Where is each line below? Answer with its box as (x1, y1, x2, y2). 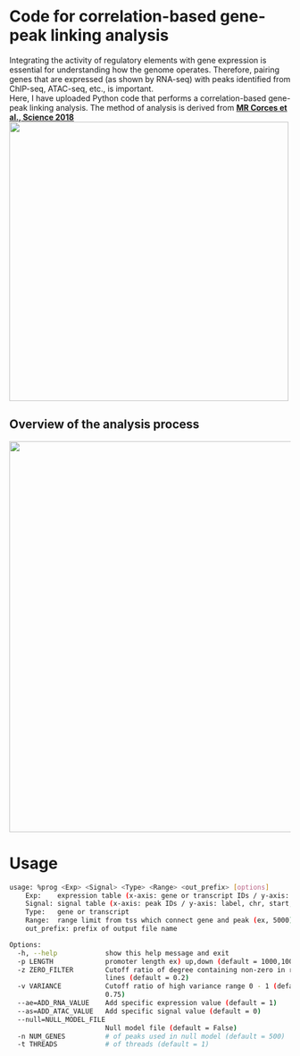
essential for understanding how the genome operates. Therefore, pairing (9, 64, 279, 75)
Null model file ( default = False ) (104, 1023, 238, 1033)
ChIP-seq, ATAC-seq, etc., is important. (9, 83, 154, 94)
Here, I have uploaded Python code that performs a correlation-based (9, 92, 267, 104)
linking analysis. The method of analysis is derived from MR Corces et (29, 102, 287, 113)
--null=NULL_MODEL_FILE (17, 1015, 105, 1024)
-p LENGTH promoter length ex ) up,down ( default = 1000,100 (17, 957, 294, 966)
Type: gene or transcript (25, 908, 129, 917)
